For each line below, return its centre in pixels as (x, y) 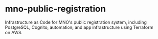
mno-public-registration (56, 9)
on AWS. (14, 32)
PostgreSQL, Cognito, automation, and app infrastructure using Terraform (79, 27)
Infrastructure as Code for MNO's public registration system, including (76, 22)
